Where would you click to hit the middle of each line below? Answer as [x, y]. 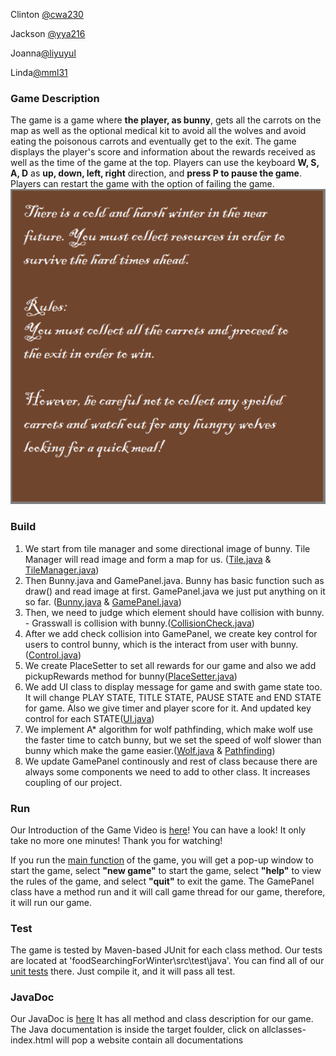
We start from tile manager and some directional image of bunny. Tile [167, 548]
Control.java [53, 655]
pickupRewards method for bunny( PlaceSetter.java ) [131, 676]
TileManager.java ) [62, 570]
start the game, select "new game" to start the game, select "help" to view [166, 870]
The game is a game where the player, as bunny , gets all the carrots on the [166, 120]
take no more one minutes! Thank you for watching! [116, 840]
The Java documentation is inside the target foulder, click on [135, 1030]
